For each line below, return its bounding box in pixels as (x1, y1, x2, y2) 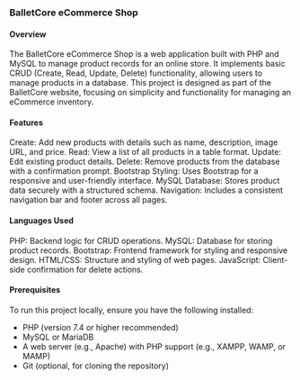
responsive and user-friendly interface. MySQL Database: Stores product (9, 176, 280, 186)
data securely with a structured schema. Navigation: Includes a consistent (9, 185, 283, 195)
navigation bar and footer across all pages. (9, 195, 168, 205)
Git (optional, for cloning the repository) (22, 360, 169, 371)
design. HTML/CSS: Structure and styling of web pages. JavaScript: (9, 254, 261, 265)
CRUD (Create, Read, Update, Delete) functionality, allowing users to (9, 68, 263, 78)
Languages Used (9, 214, 75, 226)
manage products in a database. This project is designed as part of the (9, 77, 272, 88)
